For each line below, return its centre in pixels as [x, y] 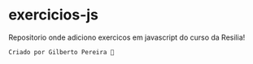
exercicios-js [54, 15]
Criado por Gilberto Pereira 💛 [61, 52]
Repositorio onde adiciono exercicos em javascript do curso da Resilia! [127, 37]
